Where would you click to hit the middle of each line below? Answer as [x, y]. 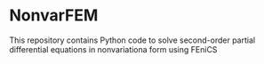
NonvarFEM [54, 16]
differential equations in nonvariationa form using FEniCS [113, 49]
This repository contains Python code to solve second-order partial [132, 40]
